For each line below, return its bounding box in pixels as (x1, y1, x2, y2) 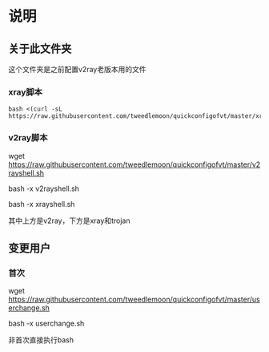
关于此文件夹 (8, 42, 72, 55)
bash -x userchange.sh (8, 318, 85, 329)
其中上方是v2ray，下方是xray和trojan (8, 216, 130, 225)
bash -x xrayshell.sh (8, 199, 75, 208)
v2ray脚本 (8, 132, 48, 144)
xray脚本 (8, 86, 42, 97)
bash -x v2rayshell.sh (8, 184, 80, 193)
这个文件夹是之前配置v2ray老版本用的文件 (8, 65, 147, 74)
